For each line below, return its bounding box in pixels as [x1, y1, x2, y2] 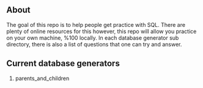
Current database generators [6, 58, 120, 69]
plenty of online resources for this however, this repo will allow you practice [6, 28, 197, 35]
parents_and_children [15, 75, 70, 82]
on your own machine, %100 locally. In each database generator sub [6, 34, 179, 42]
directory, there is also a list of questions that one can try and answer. [6, 40, 182, 48]
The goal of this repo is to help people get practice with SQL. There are [6, 21, 185, 28]
